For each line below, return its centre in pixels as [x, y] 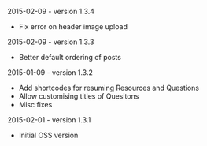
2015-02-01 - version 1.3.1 [49, 120]
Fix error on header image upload [73, 26]
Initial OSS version [48, 135]
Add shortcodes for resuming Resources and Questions [109, 88]
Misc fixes [35, 105]
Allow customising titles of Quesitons [79, 96]
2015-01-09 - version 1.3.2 [50, 73]
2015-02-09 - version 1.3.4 [51, 11]
